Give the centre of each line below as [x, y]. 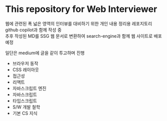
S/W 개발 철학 [26, 107]
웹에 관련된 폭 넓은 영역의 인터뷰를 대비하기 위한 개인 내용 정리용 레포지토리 [79, 23]
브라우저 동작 [25, 63]
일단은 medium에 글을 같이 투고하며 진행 [45, 53]
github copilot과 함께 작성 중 [33, 30]
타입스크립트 [25, 101]
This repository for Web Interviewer [81, 9]
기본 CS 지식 [25, 113]
